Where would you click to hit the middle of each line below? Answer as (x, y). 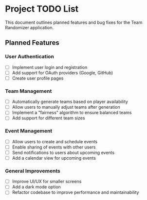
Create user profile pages (38, 78)
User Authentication (30, 57)
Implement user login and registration (50, 67)
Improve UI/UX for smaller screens (47, 182)
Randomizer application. (29, 27)
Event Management (29, 131)
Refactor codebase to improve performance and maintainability (75, 192)
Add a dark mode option (36, 187)
